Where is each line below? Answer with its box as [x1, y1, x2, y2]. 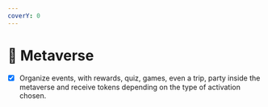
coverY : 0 [7, 11, 41, 20]
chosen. [19, 90, 47, 101]
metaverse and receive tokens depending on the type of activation [19, 82, 241, 92]
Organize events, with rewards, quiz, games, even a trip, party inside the [19, 73, 261, 83]
